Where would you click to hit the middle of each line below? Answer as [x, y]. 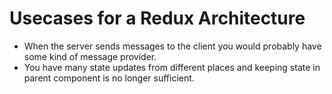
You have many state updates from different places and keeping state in [172, 67]
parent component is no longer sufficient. [109, 78]
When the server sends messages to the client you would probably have [172, 46]
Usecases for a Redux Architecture [157, 18]
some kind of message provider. [90, 56]
